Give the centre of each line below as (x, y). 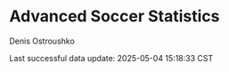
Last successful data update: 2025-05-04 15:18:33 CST (111, 58)
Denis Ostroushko (42, 41)
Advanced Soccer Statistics (114, 16)
